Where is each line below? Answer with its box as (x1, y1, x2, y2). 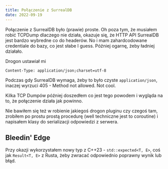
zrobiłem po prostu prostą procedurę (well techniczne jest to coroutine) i (5, 113, 158, 119)
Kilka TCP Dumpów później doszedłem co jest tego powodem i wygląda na (5, 92, 163, 98)
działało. (5, 48, 23, 54)
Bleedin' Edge (5, 133, 51, 142)
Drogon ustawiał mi (5, 58, 46, 64)
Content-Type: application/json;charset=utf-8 (5, 68, 107, 73)
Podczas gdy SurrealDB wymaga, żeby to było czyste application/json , (5, 77, 158, 83)
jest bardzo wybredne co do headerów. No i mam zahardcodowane (5, 37, 148, 44)
